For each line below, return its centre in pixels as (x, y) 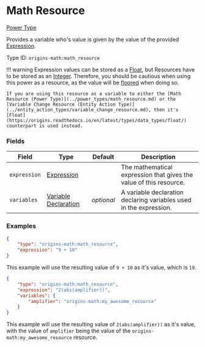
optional (103, 200)
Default (103, 157)
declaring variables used (156, 200)
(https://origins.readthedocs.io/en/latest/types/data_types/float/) (97, 120)
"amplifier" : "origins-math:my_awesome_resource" (92, 301)
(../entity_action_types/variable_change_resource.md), (79, 110)
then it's (166, 110)
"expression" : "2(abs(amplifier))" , (64, 290)
